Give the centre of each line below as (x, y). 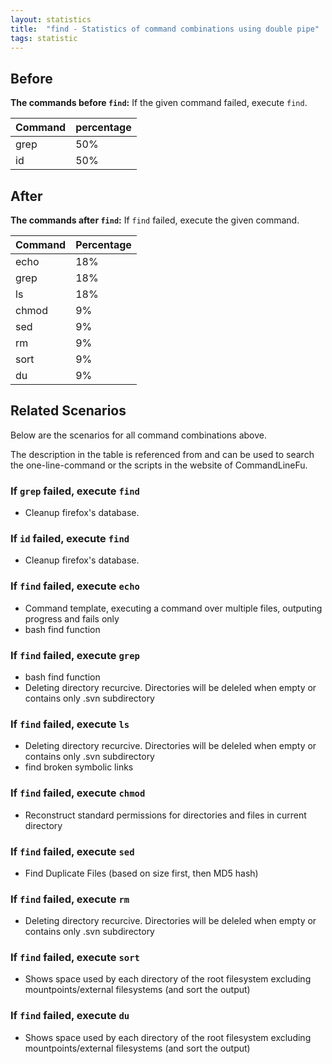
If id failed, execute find (70, 539)
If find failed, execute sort (75, 958)
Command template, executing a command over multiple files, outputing (173, 608)
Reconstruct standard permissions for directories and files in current (165, 815)
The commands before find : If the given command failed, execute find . (159, 103)
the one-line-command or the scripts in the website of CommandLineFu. (159, 465)
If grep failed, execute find (75, 491)
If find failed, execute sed (72, 851)
